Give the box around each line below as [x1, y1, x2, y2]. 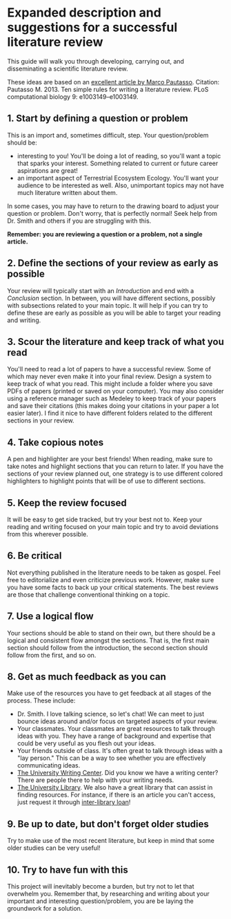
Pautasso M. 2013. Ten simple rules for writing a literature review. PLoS [7, 85, 209, 93]
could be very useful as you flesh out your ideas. [17, 739, 157, 748]
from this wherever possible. [7, 530, 88, 538]
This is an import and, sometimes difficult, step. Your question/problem [7, 131, 209, 139]
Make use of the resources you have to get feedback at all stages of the [7, 689, 212, 698]
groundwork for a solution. [7, 904, 83, 913]
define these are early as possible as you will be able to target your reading [7, 308, 221, 317]
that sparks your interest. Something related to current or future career [17, 159, 219, 167]
